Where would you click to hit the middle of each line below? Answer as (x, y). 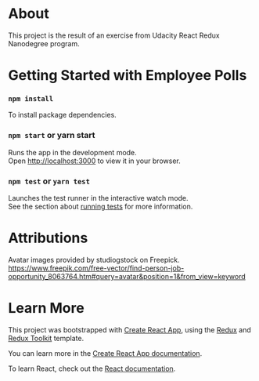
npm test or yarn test (49, 181)
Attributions (48, 238)
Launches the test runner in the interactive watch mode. (99, 198)
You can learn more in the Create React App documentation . (105, 353)
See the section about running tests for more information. (101, 207)
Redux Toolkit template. (46, 338)
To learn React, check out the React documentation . (92, 368)
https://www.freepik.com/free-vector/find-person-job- (96, 268)
